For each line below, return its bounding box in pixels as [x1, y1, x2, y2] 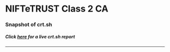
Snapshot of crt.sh [5, 21, 52, 28]
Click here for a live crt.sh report [5, 33, 75, 39]
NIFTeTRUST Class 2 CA [5, 3, 109, 15]
